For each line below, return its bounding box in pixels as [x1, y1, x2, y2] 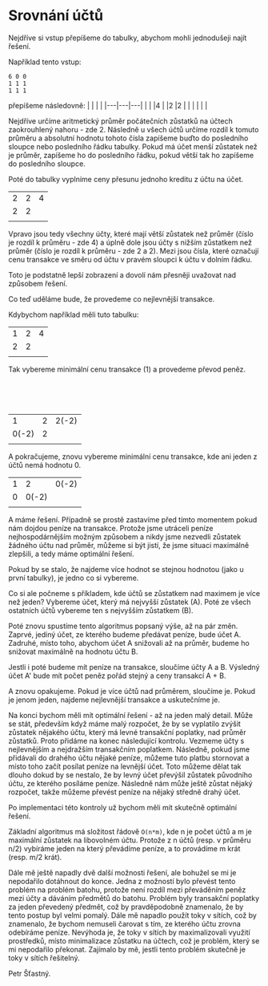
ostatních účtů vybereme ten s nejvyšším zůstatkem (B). [8, 605, 194, 615]
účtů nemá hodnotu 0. [8, 460, 82, 469]
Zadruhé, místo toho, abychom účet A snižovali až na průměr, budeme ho [8, 638, 250, 647]
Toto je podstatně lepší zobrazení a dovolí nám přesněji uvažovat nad [8, 270, 237, 279]
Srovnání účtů [8, 6, 104, 25]
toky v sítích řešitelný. [8, 953, 80, 963]
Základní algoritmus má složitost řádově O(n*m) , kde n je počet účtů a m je [8, 826, 252, 836]
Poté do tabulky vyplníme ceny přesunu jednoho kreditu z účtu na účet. [8, 174, 244, 184]
